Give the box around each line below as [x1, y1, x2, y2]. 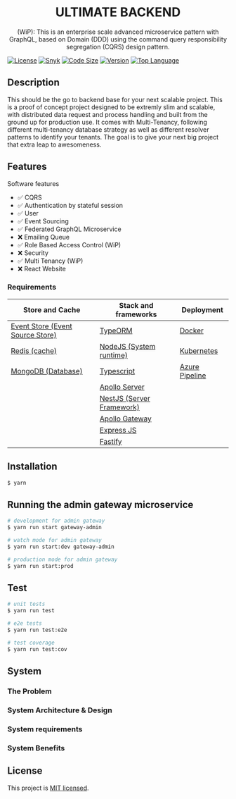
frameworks [115, 309, 157, 319]
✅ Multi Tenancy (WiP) [17, 256, 84, 265]
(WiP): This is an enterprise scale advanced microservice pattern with [17, 27, 219, 36]
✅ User [17, 209, 39, 217]
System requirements [7, 724, 83, 733]
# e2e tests [7, 620, 42, 627]
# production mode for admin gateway [7, 556, 118, 563]
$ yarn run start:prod [7, 562, 74, 569]
